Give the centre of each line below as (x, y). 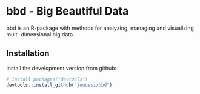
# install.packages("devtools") (47, 79)
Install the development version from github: (62, 68)
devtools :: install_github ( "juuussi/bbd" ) (59, 85)
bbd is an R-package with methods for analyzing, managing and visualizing (100, 28)
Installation (28, 54)
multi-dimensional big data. (40, 34)
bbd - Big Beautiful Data (68, 11)
